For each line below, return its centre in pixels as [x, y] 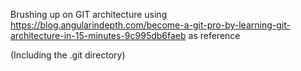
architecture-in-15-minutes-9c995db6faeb [98, 35]
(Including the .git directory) [68, 55]
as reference [214, 35]
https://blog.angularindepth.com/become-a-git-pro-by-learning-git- [150, 25]
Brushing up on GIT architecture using [89, 14]
